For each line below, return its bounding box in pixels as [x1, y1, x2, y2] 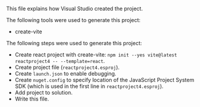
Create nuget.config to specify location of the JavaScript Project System [14, 77, 195, 83]
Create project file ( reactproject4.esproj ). [14, 64, 120, 71]
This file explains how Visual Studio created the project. [6, 5, 143, 12]
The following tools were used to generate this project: [6, 17, 141, 23]
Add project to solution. [14, 89, 73, 96]
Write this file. [14, 95, 50, 102]
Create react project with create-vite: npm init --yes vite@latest [14, 51, 177, 58]
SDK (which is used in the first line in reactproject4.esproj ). [14, 83, 164, 90]
